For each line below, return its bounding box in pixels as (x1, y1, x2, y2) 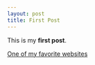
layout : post (7, 10, 45, 17)
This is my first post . (7, 36, 67, 44)
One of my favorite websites (7, 50, 88, 58)
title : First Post (7, 17, 60, 24)
